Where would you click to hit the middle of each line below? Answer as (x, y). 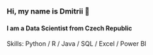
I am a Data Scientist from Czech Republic (69, 28)
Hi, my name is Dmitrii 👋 (48, 11)
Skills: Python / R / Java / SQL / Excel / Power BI (76, 44)
